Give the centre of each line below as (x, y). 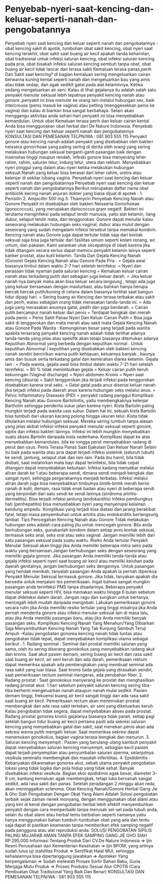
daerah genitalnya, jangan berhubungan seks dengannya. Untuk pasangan (80, 566)
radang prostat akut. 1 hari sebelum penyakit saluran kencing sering (73, 685)
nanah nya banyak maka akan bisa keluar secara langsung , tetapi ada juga (80, 281)
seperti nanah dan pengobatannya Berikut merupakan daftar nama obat (77, 188)
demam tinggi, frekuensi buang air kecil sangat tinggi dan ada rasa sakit (77, 695)
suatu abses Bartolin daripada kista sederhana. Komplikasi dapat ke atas (78, 437)
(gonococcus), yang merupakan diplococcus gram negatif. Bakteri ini (74, 209)
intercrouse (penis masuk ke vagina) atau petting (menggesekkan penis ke (80, 105)
